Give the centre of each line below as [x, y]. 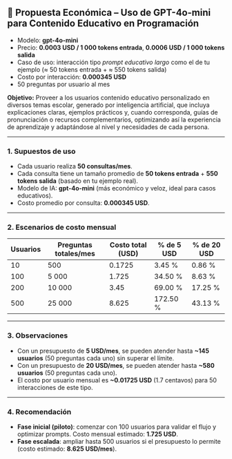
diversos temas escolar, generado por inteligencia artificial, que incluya [108, 105]
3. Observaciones [38, 335]
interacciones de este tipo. [55, 387]
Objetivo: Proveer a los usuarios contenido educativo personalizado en [108, 97]
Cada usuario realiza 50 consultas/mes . [75, 166]
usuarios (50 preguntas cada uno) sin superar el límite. [96, 358]
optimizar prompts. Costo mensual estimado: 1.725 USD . [97, 434]
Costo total [128, 245]
